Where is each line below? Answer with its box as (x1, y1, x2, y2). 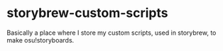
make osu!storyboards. (6, 35, 75, 44)
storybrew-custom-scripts (6, 5, 168, 21)
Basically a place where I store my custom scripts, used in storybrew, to (6, 28, 217, 37)
